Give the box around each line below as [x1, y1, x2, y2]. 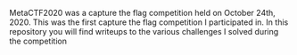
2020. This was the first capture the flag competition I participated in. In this [9, 17, 289, 27]
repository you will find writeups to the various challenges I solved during [9, 27, 279, 36]
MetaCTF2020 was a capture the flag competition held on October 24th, [9, 8, 276, 18]
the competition [9, 35, 67, 46]
